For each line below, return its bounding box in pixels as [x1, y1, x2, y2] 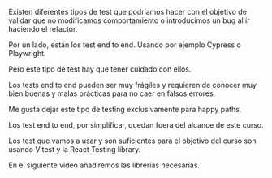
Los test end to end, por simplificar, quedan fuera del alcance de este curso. [8, 120, 264, 129]
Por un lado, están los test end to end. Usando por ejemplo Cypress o [8, 40, 242, 50]
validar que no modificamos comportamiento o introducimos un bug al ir [8, 15, 250, 25]
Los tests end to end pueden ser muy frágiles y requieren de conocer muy [8, 80, 257, 89]
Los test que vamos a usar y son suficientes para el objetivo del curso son [8, 136, 257, 145]
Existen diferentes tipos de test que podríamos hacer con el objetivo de [8, 7, 248, 16]
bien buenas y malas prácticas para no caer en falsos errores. [8, 89, 216, 98]
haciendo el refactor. [8, 24, 78, 33]
